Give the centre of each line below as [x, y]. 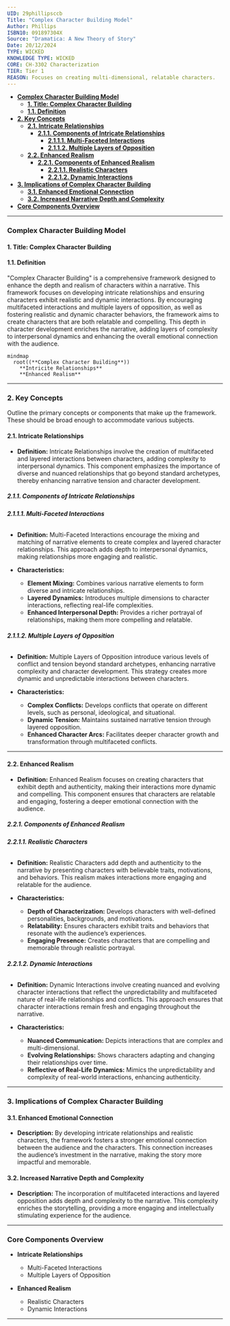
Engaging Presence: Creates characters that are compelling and [118, 941]
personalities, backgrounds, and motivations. [91, 919]
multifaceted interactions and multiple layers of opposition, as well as [105, 307]
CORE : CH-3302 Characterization [53, 65]
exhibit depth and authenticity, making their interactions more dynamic [117, 787]
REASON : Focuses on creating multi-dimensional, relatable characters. [111, 77]
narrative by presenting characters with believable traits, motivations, [115, 870]
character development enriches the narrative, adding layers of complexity [112, 329]
